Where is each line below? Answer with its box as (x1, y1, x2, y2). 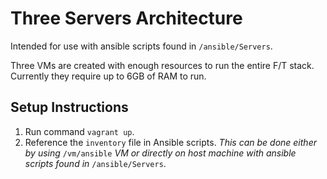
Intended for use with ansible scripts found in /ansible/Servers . (10, 40, 273, 52)
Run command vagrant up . (24, 125, 135, 137)
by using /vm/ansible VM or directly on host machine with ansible (24, 147, 297, 159)
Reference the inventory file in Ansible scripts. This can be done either (24, 136, 317, 148)
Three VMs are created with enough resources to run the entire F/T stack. (10, 59, 315, 71)
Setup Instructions (10, 99, 129, 116)
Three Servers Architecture (10, 7, 243, 30)
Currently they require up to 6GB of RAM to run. (10, 70, 207, 82)
